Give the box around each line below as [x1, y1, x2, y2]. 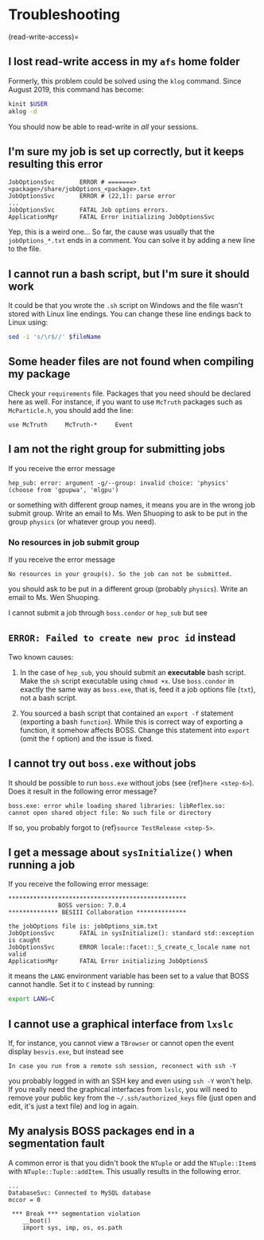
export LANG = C [8, 995, 56, 1004]
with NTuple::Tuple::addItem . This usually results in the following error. [8, 1166, 241, 1176]
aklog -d [8, 107, 37, 115]
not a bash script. [19, 692, 78, 702]
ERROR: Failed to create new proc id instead [8, 631, 236, 645]
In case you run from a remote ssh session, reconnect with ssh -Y [8, 1063, 237, 1070]
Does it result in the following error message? [8, 786, 157, 796]
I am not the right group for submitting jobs [8, 443, 225, 456]
